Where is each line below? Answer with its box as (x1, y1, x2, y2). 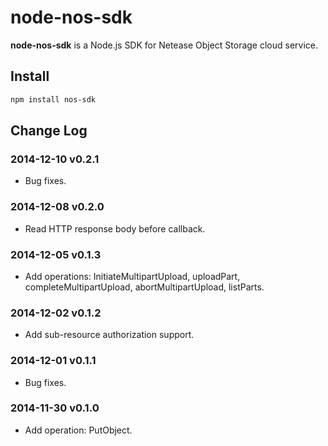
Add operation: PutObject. (24, 424, 133, 436)
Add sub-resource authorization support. (24, 329, 195, 341)
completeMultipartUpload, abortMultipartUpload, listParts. (24, 281, 265, 293)
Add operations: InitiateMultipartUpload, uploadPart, (24, 270, 241, 282)
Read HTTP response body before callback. (24, 222, 206, 235)
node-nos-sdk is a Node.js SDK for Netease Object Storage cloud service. (10, 39, 319, 51)
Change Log (10, 122, 88, 140)
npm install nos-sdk (10, 94, 97, 105)
